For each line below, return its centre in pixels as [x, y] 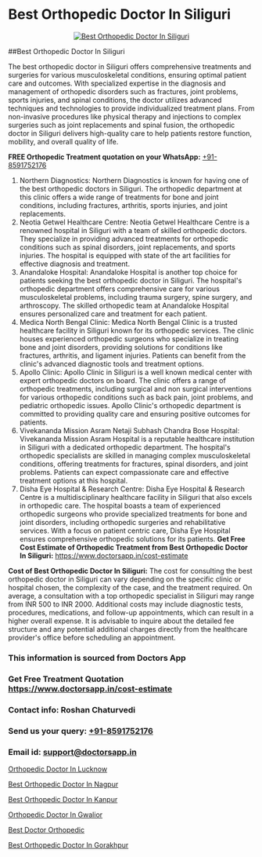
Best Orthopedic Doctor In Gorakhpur [68, 844]
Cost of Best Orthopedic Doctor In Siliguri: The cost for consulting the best [130, 571]
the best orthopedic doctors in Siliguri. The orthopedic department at [131, 188]
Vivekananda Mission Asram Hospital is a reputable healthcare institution [137, 439]
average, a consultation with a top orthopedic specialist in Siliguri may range [131, 596]
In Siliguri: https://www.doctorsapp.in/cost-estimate [104, 556]
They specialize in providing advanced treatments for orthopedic [124, 239]
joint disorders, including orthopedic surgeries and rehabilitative [122, 522]
